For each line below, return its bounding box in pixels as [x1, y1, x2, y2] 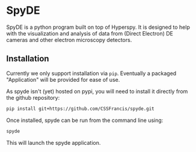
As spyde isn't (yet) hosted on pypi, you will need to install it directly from [6, 88, 188, 95]
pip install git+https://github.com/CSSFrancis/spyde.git [6, 106, 155, 112]
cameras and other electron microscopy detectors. [6, 36, 132, 43]
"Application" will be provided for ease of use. [6, 76, 120, 83]
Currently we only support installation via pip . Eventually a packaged [6, 70, 177, 77]
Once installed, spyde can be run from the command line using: [6, 117, 164, 124]
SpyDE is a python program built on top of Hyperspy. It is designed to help [6, 23, 191, 31]
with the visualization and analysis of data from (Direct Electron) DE [6, 29, 173, 37]
